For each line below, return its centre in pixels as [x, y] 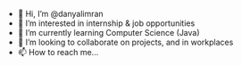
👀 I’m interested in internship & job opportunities [106, 23]
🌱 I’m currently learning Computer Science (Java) [108, 33]
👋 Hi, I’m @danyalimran [61, 14]
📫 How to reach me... [58, 52]
